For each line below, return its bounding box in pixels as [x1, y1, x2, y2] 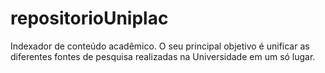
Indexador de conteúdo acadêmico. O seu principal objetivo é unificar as [10, 40, 310, 52]
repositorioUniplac [10, 7, 169, 30]
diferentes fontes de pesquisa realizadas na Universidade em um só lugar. [10, 50, 316, 62]
